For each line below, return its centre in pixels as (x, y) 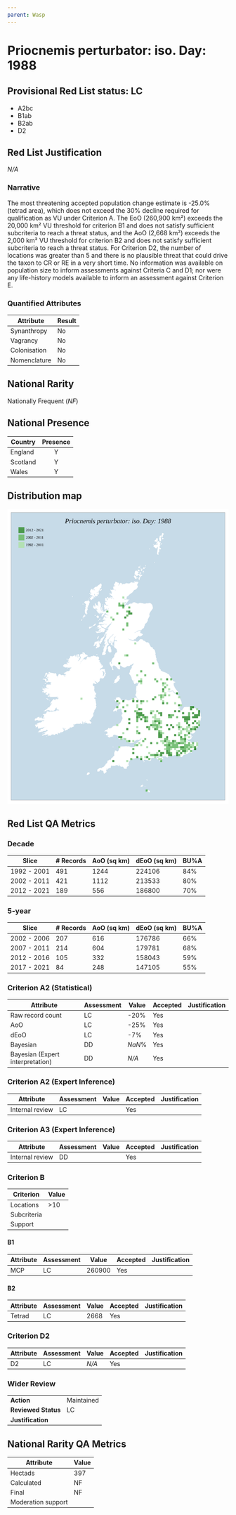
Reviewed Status (35, 1410)
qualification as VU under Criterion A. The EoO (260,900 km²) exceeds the (115, 218)
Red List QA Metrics (52, 824)
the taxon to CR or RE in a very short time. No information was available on (115, 263)
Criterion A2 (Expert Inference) (61, 1082)
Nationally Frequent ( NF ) (43, 401)
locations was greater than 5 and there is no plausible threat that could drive (118, 255)
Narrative (24, 188)
